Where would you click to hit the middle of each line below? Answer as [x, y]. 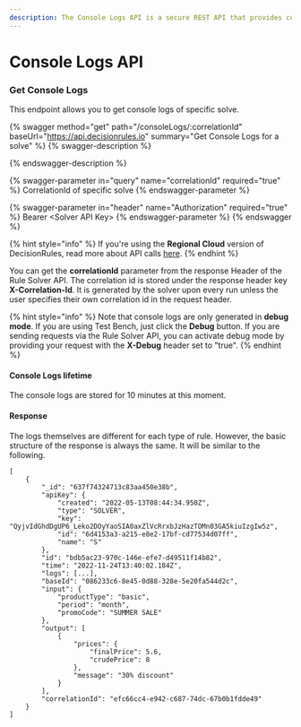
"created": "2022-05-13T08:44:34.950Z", [133, 503]
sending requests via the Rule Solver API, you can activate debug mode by [147, 336]
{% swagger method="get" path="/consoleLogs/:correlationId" [126, 127]
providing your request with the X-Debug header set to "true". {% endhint [146, 345]
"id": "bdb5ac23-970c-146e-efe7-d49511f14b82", [132, 558]
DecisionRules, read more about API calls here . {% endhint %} [124, 254]
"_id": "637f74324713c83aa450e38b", [110, 487]
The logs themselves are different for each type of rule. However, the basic [148, 436]
